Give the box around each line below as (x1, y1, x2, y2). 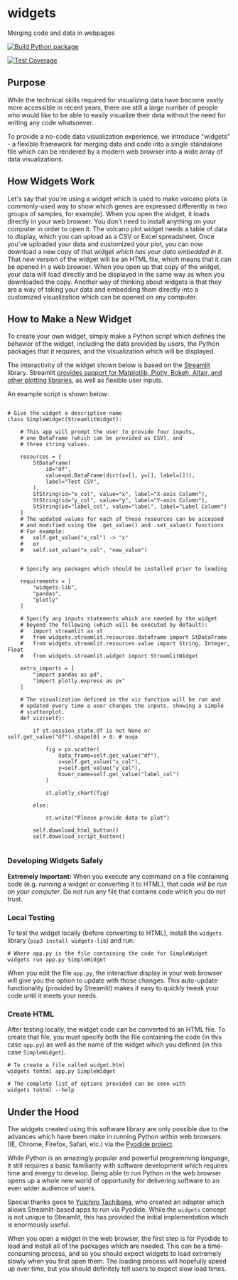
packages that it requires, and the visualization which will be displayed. (7, 347, 215, 356)
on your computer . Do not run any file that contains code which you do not (7, 887, 226, 896)
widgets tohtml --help (7, 1086, 75, 1094)
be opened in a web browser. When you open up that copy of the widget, (7, 262, 222, 271)
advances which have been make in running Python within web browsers (7, 1133, 222, 1141)
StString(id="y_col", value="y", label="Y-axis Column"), (33, 497, 208, 504)
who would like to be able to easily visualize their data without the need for (7, 110, 226, 119)
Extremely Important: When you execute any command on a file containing (7, 872, 229, 880)
